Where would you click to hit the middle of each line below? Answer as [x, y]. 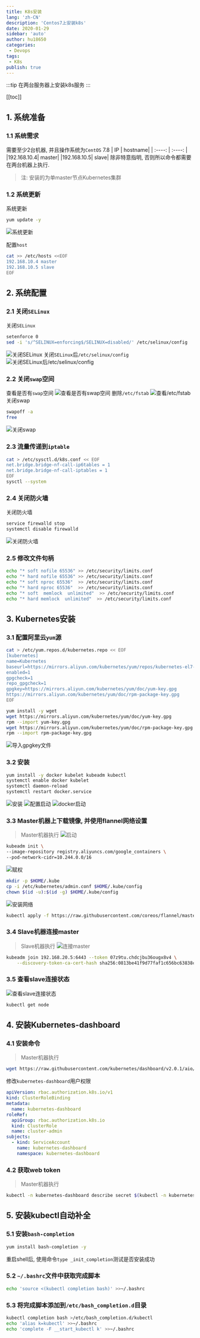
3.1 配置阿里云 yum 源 [34, 637]
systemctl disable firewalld [42, 529]
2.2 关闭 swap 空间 [30, 379]
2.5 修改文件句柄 [30, 558]
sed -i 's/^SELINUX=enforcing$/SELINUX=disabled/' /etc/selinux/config [97, 342]
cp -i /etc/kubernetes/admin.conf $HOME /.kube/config [74, 886]
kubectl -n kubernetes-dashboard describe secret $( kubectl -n [86, 1196]
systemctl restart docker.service [49, 792]
